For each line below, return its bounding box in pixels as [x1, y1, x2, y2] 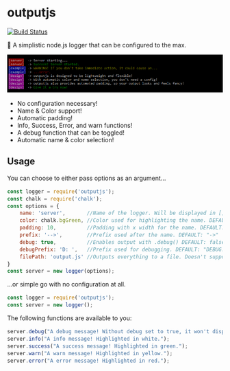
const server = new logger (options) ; [7, 268, 115, 275]
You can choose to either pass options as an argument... [7, 174, 166, 182]
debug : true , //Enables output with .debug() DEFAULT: [19, 238, 207, 245]
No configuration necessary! [16, 100, 98, 108]
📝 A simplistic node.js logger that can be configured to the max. [7, 41, 187, 49]
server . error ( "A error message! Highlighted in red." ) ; [7, 357, 170, 364]
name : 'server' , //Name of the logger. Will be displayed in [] [19, 210, 225, 217]
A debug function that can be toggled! [16, 128, 125, 137]
